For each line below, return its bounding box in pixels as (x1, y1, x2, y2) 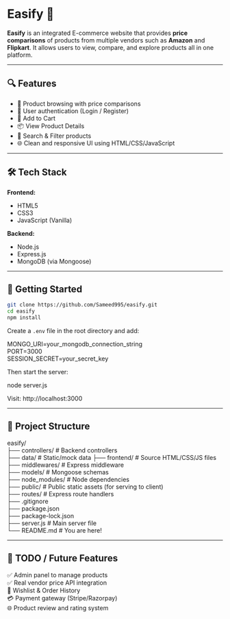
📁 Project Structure (7, 421, 90, 433)
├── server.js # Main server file (7, 519, 97, 527)
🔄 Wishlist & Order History (7, 586, 81, 594)
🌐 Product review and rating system (7, 603, 109, 612)
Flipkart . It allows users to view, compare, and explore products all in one (7, 43, 214, 51)
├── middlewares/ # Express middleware (7, 461, 125, 469)
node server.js (7, 381, 48, 389)
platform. (7, 51, 33, 59)
